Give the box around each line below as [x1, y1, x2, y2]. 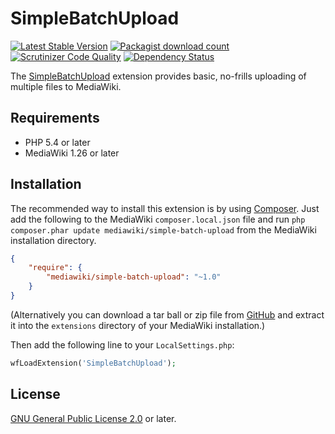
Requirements [10, 110, 100, 127]
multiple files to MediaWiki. [10, 80, 122, 92]
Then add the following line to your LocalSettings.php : [10, 338, 235, 351]
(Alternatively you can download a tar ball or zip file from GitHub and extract [10, 308, 325, 321]
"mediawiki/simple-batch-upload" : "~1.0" [46, 272, 222, 282]
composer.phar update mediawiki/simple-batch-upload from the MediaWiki [10, 223, 317, 236]
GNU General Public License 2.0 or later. [10, 412, 177, 424]
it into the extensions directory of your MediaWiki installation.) [10, 319, 266, 331]
